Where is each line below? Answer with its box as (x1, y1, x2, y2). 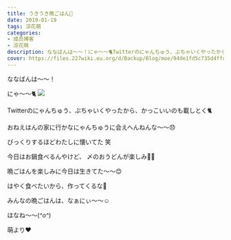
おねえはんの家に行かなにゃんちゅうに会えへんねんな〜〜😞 (7, 123, 176, 131)
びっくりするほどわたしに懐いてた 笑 (7, 137, 111, 146)
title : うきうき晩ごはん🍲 (7, 10, 74, 17)
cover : (7, 55, 26, 62)
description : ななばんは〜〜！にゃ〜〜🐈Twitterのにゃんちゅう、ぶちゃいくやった (7, 49, 217, 56)
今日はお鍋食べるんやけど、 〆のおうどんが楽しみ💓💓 (7, 152, 155, 161)
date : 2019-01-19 (7, 17, 57, 23)
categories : (7, 29, 41, 37)
